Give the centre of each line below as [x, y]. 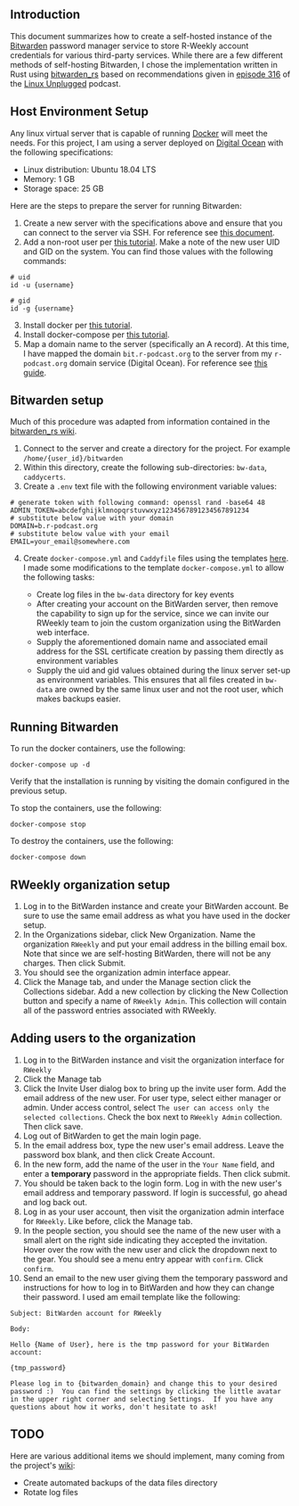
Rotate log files [50, 1492]
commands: [44, 261]
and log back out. [55, 1202]
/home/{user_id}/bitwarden [73, 459]
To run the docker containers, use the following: [98, 749]
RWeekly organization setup [90, 885]
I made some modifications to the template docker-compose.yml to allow [154, 568]
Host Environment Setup [80, 112]
